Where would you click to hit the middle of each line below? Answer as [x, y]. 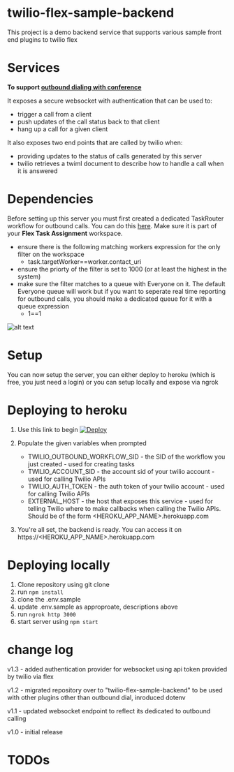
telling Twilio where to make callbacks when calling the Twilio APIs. [124, 508]
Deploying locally [59, 565]
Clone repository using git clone [63, 584]
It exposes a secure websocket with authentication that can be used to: [110, 101]
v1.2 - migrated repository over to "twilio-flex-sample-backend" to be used [115, 690]
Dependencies [50, 199]
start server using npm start [58, 621]
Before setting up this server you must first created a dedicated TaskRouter [116, 218]
